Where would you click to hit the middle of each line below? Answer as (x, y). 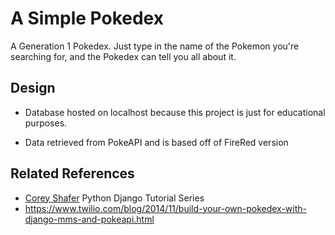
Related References (72, 173)
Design (33, 88)
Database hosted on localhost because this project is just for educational (175, 112)
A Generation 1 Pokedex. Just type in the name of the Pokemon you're (155, 46)
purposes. (46, 123)
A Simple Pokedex (87, 18)
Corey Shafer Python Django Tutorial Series (114, 198)
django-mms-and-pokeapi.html (89, 219)
